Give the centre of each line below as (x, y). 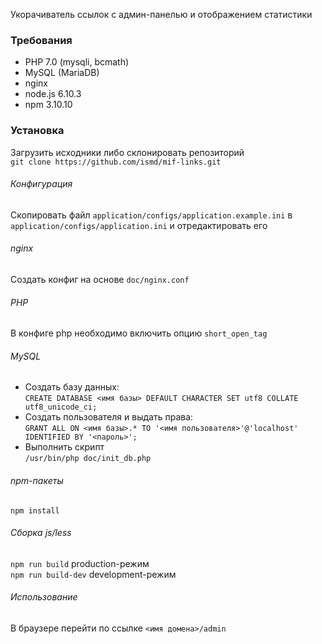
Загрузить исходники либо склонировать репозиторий (127, 152)
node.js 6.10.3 (53, 94)
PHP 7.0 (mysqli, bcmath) (77, 62)
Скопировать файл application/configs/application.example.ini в (151, 215)
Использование (44, 597)
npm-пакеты (37, 480)
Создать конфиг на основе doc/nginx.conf (100, 279)
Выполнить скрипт (64, 447)
